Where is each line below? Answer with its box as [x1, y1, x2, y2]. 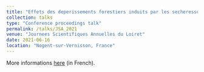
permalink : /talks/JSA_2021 [6, 25, 78, 32]
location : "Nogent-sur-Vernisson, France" [6, 43, 115, 49]
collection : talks [6, 15, 53, 21]
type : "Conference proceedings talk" [6, 20, 102, 26]
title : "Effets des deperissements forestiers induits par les [6, 8, 170, 15]
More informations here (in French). [6, 59, 95, 67]
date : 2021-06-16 [6, 37, 50, 43]
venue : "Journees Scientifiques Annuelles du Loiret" [6, 31, 146, 38]
